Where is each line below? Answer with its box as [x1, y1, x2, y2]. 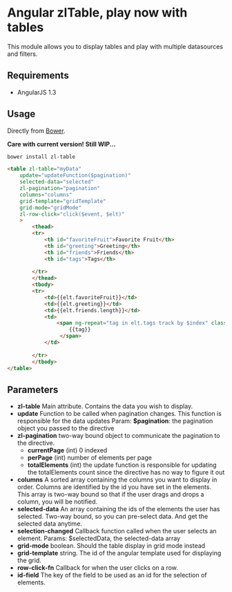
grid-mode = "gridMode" [19, 204, 81, 211]
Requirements [7, 70, 69, 82]
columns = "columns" [19, 191, 72, 198]
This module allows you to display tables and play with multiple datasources [7, 42, 223, 50]
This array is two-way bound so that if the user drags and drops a [17, 490, 204, 499]
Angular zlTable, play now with [7, 5, 188, 21]
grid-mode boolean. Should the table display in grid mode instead [17, 542, 206, 550]
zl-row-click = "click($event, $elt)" [19, 211, 126, 218]
